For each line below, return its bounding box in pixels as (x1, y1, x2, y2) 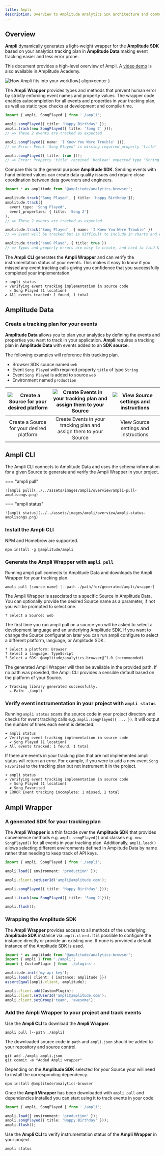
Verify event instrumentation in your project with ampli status (5, 700, 156, 707)
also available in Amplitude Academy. (5, 68, 81, 74)
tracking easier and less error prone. (5, 54, 79, 60)
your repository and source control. (5, 1044, 77, 1050)
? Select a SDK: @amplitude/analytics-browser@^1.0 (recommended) (5, 656, 144, 661)
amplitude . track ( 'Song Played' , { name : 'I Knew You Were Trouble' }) (5, 227, 153, 232)
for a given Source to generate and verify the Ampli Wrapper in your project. (5, 469, 160, 475)
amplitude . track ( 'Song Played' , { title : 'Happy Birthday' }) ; (5, 196, 135, 201)
